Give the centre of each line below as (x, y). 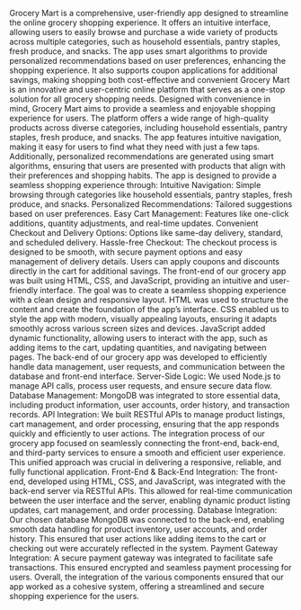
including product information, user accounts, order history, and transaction (150, 405)
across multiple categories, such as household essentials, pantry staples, (145, 41)
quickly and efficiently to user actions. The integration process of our (137, 434)
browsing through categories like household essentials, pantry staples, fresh (151, 194)
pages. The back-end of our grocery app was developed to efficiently (138, 357)
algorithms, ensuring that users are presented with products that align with (147, 166)
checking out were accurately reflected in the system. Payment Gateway (144, 548)
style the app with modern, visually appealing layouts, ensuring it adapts (143, 319)
